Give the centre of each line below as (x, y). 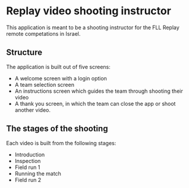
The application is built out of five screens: (59, 67)
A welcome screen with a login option (61, 78)
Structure (24, 53)
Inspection (28, 161)
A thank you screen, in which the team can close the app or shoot (95, 104)
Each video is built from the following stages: (61, 143)
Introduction (30, 154)
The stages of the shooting (57, 129)
